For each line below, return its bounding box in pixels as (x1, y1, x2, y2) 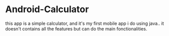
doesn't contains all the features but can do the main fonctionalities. (5, 25, 147, 31)
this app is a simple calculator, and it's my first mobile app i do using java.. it (5, 20, 164, 26)
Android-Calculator (5, 4, 89, 15)
